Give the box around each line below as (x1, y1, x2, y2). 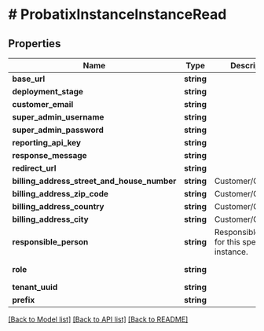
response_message (12, 150, 88, 160)
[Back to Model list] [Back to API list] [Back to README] (8, 314, 189, 324)
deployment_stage (12, 86, 84, 97)
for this (214, 237, 241, 247)
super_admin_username (12, 112, 104, 123)
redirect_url (12, 163, 57, 174)
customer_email (12, 99, 74, 109)
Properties (8, 37, 61, 50)
